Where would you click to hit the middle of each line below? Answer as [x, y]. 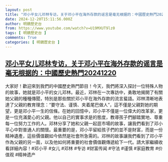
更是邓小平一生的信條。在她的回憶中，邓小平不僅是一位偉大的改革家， [86, 111]
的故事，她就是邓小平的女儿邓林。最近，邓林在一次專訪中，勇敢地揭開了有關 [84, 92]
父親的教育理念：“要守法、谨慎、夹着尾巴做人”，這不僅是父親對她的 [84, 105]
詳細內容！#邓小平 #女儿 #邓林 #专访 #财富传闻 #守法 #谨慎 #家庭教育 [82, 148]
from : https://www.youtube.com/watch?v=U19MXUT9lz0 [60, 28]
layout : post [19, 10]
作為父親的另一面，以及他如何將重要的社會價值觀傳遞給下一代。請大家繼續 [82, 142]
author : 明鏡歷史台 [23, 24]
